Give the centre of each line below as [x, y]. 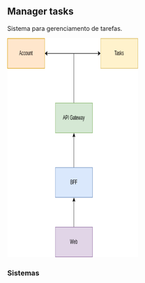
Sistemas [23, 272]
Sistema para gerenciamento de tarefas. [65, 28]
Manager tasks [41, 12]
